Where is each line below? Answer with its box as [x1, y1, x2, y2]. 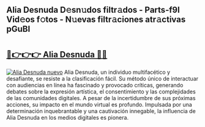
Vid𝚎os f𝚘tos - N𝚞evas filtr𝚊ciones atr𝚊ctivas [6, 15, 186, 25]
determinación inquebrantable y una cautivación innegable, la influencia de [6, 107, 196, 115]
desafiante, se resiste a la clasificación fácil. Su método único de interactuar [6, 75, 199, 82]
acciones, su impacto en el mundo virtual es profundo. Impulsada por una [6, 101, 193, 108]
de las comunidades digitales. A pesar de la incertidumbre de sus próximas [6, 95, 196, 101]
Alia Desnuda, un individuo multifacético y [64, 68, 170, 76]
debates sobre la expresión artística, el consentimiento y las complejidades [6, 88, 196, 95]
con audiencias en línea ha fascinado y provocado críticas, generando [6, 82, 184, 89]
